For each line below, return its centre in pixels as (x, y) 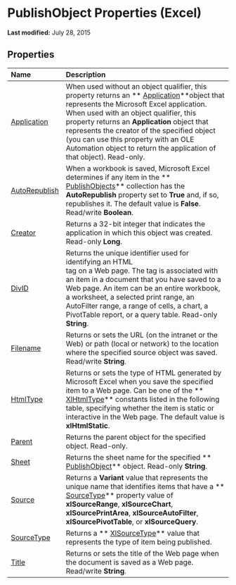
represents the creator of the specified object (140, 130)
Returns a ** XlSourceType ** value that (133, 533)
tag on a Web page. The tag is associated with (142, 271)
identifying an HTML (99, 261)
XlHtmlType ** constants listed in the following (143, 399)
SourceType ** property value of (119, 495)
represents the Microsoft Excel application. (136, 104)
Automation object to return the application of (141, 148)
